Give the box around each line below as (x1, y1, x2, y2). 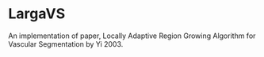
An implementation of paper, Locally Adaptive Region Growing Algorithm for (8, 31, 256, 40)
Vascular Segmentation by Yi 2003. (8, 39, 124, 48)
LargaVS (8, 5, 66, 23)
